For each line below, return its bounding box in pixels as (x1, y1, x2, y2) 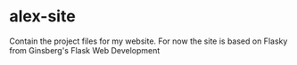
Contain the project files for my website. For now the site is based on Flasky (9, 36, 288, 46)
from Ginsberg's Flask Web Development (9, 45, 161, 55)
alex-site (9, 6, 76, 27)
